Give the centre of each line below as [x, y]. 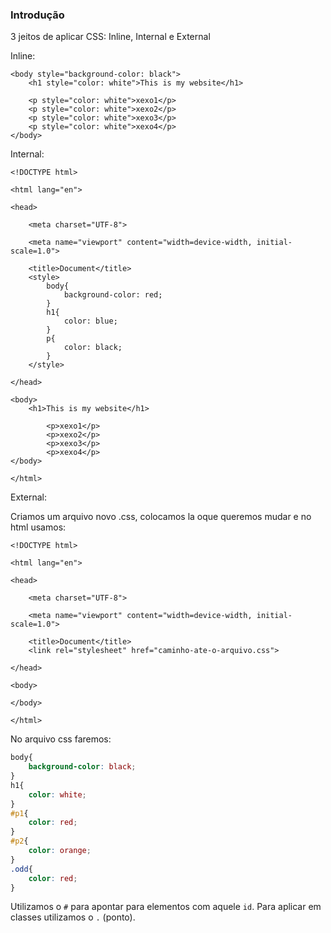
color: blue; [90, 321]
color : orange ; [60, 851]
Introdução [37, 15]
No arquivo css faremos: [61, 739]
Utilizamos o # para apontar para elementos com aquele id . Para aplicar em [166, 907]
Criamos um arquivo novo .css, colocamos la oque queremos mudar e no [161, 517]
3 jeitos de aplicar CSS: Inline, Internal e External [110, 37]
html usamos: [38, 527]
